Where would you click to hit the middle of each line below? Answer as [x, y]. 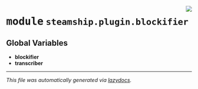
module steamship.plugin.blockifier [97, 22]
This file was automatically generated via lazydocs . [69, 80]
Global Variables [37, 43]
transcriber [29, 63]
